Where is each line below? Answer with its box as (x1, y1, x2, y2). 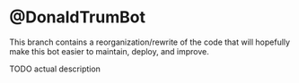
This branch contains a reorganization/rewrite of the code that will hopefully (9, 37, 290, 47)
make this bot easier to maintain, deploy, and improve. (9, 46, 209, 56)
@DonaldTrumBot (9, 7, 146, 28)
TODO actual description (9, 63, 101, 74)
